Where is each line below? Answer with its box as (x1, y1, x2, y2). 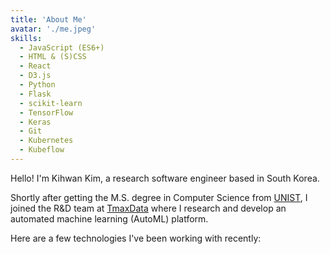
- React (19, 61, 52, 71)
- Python (19, 80, 56, 90)
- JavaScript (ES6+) (19, 42, 105, 53)
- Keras (19, 117, 52, 127)
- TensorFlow (19, 107, 74, 118)
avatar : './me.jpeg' (10, 24, 97, 34)
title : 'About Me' (10, 14, 87, 25)
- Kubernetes (19, 136, 74, 146)
